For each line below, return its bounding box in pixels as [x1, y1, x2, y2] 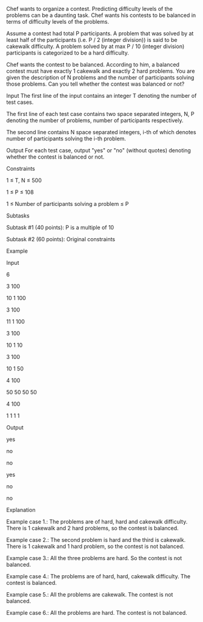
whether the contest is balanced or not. [6, 153, 105, 160]
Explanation [6, 507, 36, 513]
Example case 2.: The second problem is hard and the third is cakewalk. [6, 536, 186, 543]
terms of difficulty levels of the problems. [6, 18, 109, 25]
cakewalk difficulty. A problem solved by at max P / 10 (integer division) [6, 43, 185, 50]
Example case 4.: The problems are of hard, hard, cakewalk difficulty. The [6, 573, 191, 579]
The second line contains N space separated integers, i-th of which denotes [6, 129, 196, 135]
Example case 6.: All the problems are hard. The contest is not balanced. [6, 609, 188, 616]
